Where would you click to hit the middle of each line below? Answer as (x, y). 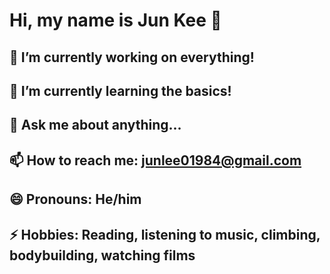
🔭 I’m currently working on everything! (132, 57)
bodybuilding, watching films (102, 255)
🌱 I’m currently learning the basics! (120, 90)
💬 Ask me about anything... (95, 125)
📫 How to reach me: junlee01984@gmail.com (155, 160)
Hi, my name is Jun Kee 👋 (115, 20)
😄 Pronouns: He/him (75, 199)
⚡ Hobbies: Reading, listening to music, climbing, (165, 234)
